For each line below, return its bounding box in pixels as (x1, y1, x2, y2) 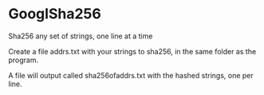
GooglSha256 (8, 5, 101, 23)
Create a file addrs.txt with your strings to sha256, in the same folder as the (8, 46, 257, 56)
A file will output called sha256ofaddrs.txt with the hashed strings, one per (8, 70, 254, 80)
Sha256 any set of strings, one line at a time (8, 31, 153, 41)
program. (8, 55, 39, 65)
